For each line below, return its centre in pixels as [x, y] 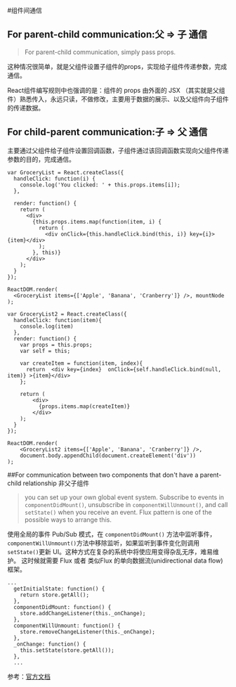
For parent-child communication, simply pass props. [100, 52]
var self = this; [45, 351]
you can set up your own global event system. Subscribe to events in [124, 497]
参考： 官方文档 [29, 676]
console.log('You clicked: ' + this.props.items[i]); [100, 185]
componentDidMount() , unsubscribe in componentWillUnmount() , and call [126, 504]
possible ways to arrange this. [68, 520]
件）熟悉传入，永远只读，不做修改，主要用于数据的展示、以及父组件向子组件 [118, 99]
